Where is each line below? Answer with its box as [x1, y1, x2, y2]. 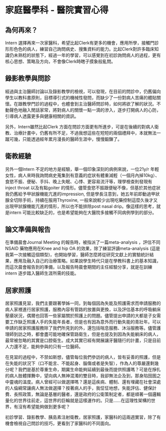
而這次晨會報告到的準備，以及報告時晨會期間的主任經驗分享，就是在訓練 [5, 264, 152, 270]
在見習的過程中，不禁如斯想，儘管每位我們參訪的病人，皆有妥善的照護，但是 [5, 354, 161, 360]
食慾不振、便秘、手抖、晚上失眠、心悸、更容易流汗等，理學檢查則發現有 [5, 178, 152, 184]
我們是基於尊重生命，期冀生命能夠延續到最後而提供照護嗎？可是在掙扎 [18, 367, 161, 373]
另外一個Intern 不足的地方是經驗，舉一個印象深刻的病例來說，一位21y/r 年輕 [5, 166, 159, 172]
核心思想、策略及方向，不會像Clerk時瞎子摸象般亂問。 [5, 58, 116, 64]
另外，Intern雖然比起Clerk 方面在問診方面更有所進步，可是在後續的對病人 [5, 123, 155, 129]
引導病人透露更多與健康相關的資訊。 [5, 113, 79, 119]
